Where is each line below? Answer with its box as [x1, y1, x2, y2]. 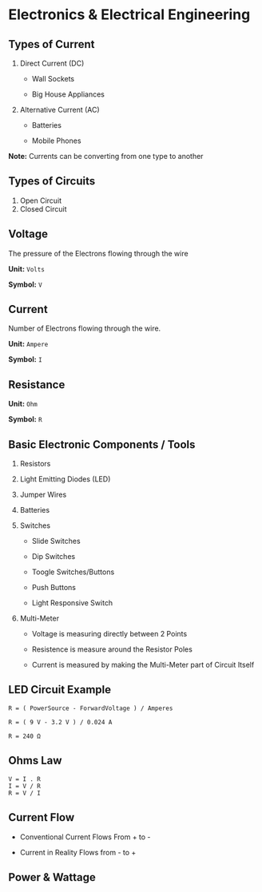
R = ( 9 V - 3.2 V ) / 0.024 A [8, 718, 113, 726]
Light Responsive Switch [31, 598, 113, 608]
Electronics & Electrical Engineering [8, 6, 251, 24]
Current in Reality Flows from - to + [19, 847, 137, 857]
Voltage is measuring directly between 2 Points [31, 629, 188, 639]
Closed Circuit [19, 204, 67, 213]
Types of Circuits [8, 174, 96, 188]
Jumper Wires [19, 490, 67, 500]
